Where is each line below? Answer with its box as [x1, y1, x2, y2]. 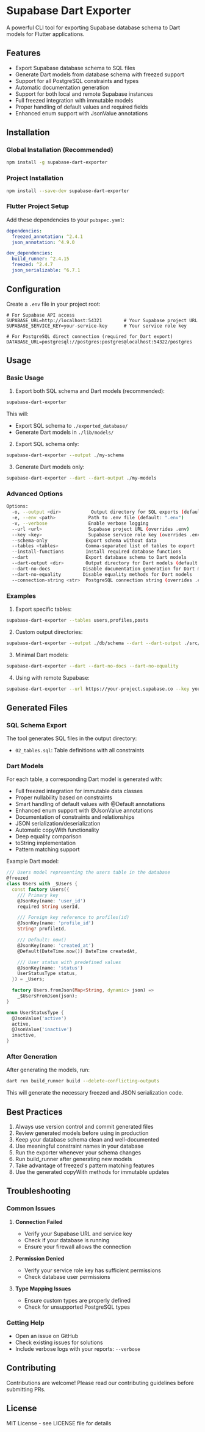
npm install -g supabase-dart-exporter [6, 159, 108, 165]
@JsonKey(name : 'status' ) [17, 965, 84, 971]
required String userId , [17, 904, 81, 910]
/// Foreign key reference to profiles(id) [17, 915, 130, 921]
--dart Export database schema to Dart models [12, 555, 187, 561]
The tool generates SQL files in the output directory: [6, 735, 137, 742]
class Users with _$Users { [6, 881, 78, 887]
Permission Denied [15, 1254, 65, 1262]
